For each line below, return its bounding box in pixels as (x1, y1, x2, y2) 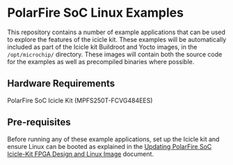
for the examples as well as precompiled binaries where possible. (7, 57, 195, 65)
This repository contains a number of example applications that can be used (7, 28, 226, 36)
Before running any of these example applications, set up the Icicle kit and (7, 134, 220, 143)
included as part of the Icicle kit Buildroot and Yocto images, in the (7, 42, 198, 51)
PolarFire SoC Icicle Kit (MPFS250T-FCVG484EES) (7, 96, 153, 104)
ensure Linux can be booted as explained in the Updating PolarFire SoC (7, 142, 212, 150)
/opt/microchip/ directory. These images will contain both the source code (7, 50, 223, 58)
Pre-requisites (7, 116, 71, 128)
